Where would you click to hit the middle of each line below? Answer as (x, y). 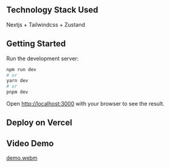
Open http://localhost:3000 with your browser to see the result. (86, 104)
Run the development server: (42, 58)
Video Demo (30, 143)
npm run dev (21, 69)
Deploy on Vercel (39, 123)
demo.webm (22, 158)
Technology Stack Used (52, 10)
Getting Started (36, 44)
